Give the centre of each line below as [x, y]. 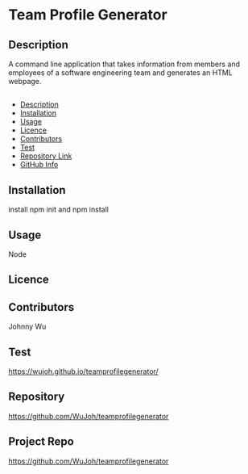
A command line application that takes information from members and [124, 64]
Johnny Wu [27, 327]
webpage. [25, 81]
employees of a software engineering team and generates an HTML [121, 73]
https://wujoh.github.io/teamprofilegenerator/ [83, 371]
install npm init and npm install [58, 210]
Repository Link [46, 156]
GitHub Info [39, 165]
